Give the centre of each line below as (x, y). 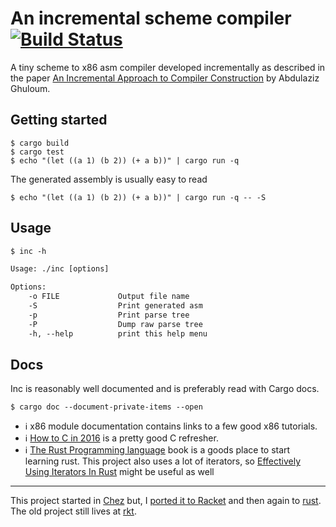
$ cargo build (40, 143)
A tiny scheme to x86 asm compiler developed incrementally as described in (168, 67)
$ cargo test (37, 152)
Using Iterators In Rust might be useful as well (119, 472)
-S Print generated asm (115, 306)
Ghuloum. (30, 88)
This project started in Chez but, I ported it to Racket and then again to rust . (166, 501)
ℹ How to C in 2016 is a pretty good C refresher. (121, 438)
